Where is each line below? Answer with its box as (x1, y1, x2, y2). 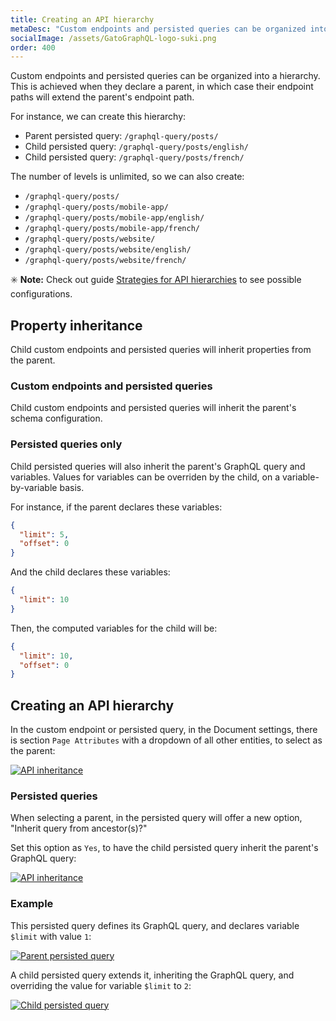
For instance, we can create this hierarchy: (10, 111, 187, 123)
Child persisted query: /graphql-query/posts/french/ (24, 151, 245, 163)
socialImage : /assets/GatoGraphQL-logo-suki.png (10, 33, 217, 43)
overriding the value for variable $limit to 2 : (10, 979, 192, 991)
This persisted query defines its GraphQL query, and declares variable (10, 919, 300, 931)
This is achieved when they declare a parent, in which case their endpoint (10, 81, 314, 93)
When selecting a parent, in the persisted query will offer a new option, (10, 812, 303, 824)
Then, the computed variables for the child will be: (10, 622, 218, 634)
